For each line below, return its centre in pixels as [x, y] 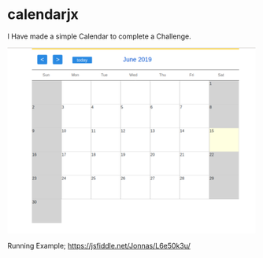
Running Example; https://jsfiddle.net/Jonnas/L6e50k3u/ [99, 245]
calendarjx [43, 15]
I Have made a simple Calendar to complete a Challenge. [99, 36]
